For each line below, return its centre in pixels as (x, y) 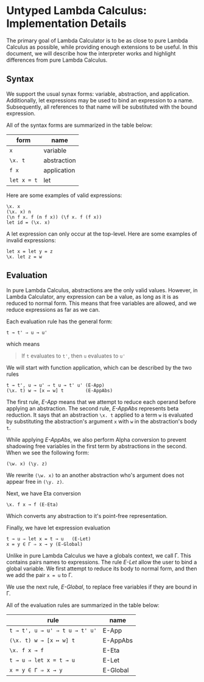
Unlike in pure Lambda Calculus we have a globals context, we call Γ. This (99, 555)
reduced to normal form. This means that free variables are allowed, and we (101, 303)
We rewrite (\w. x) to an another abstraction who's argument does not (95, 475)
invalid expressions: (31, 240)
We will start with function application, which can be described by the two (99, 367)
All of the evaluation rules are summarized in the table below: (83, 605)
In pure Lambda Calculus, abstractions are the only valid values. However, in (102, 290)
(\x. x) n (19, 212)
